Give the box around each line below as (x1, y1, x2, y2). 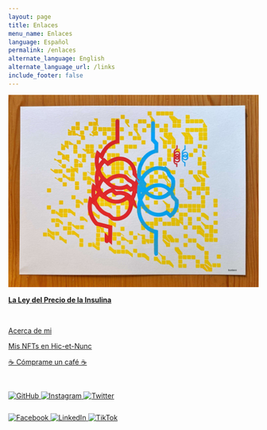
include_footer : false (8, 72, 83, 79)
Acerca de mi (8, 326, 52, 335)
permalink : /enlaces (8, 46, 77, 55)
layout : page (8, 13, 52, 21)
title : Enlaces (8, 21, 59, 29)
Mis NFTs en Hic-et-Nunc (8, 341, 93, 351)
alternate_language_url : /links (8, 64, 115, 72)
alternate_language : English (8, 55, 105, 63)
